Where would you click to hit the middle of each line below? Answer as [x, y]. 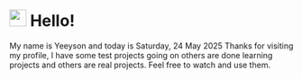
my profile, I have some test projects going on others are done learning [141, 55]
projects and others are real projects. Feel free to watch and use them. [140, 65]
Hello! [53, 21]
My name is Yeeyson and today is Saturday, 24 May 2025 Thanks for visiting [151, 46]
